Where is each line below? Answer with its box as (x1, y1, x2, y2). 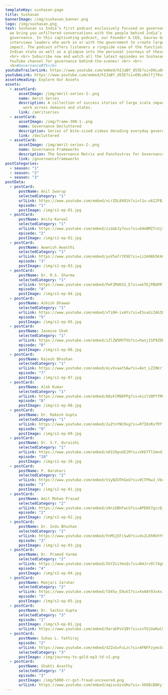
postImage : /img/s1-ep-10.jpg (18, 459, 81, 464)
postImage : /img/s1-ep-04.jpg (18, 291, 81, 296)
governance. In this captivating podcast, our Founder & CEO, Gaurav (9, 36, 157, 41)
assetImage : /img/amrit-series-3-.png (18, 91, 99, 96)
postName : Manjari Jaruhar (18, 580, 75, 585)
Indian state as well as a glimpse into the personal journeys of (9, 49, 151, 54)
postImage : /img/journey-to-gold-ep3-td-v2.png (18, 654, 120, 659)
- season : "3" (9, 175, 39, 180)
